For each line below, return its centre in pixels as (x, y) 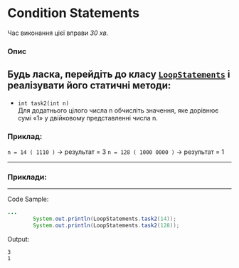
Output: (18, 239)
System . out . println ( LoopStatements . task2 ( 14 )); (105, 219)
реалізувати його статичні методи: (89, 86)
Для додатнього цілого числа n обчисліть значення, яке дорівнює (118, 110)
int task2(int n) (43, 103)
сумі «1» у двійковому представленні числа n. (87, 118)
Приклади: (27, 177)
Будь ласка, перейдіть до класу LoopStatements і (119, 74)
